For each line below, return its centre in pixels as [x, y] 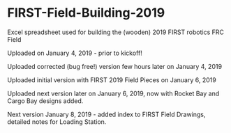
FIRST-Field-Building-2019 [86, 13]
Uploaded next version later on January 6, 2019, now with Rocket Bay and [113, 93]
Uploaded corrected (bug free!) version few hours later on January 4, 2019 [114, 66]
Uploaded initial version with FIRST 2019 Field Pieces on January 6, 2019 [112, 80]
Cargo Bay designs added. [45, 101]
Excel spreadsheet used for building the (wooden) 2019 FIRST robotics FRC [116, 32]
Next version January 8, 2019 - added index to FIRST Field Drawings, [106, 114]
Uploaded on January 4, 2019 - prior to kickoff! [75, 53]
